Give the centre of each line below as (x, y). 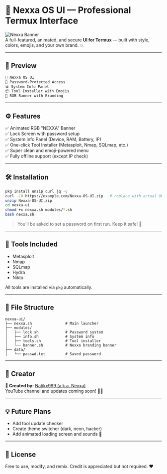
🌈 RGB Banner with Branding (34, 96)
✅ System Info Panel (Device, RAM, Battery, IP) (53, 139)
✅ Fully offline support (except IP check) (47, 156)
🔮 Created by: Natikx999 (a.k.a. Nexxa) (45, 386)
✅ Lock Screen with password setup (42, 134)
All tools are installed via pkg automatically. (49, 287)
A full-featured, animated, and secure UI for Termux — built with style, (78, 40)
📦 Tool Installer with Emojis (37, 91)
